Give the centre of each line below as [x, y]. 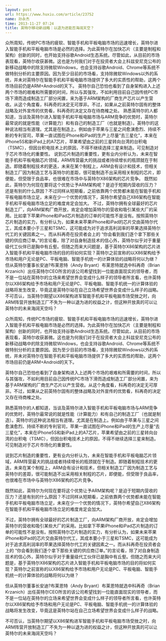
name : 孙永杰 [17, 19]
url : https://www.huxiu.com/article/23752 [49, 14]
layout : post [19, 10]
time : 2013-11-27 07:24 [30, 23]
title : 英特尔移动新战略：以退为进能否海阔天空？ [50, 28]
